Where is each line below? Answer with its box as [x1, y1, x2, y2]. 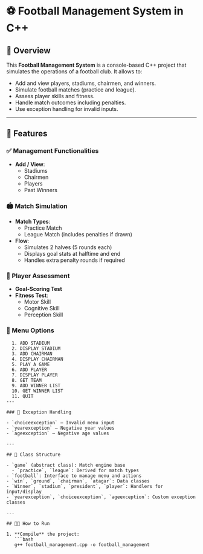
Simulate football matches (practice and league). [14, 86, 137, 93]
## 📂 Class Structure [6, 452, 61, 458]
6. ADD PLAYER [11, 367, 47, 373]
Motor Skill [24, 298, 51, 305]
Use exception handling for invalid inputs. [14, 105, 118, 112]
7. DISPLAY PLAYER [11, 372, 59, 378]
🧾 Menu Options [6, 326, 54, 335]
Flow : [14, 237, 30, 244]
